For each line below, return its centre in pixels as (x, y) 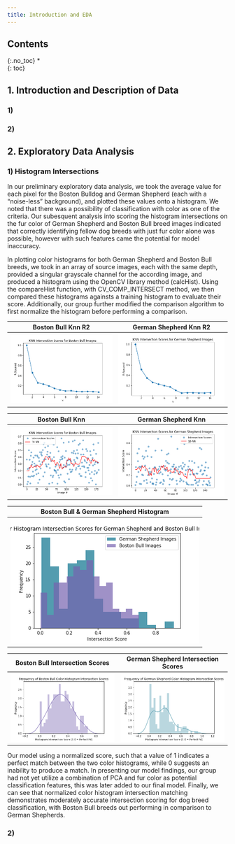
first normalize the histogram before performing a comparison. (97, 312)
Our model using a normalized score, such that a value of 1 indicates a (108, 755)
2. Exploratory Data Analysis (71, 151)
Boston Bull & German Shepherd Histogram (105, 512)
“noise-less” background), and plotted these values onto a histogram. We (113, 201)
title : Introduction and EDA (50, 15)
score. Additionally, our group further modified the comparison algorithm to (116, 304)
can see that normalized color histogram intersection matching (98, 792)
